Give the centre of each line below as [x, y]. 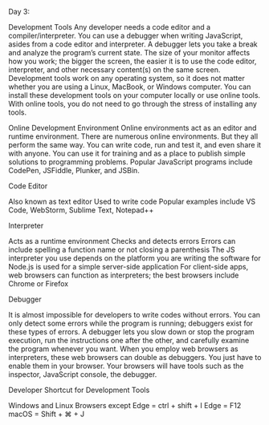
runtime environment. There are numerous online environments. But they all [133, 136]
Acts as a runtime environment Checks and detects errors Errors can [122, 241]
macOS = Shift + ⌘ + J [47, 414]
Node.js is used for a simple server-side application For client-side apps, [128, 267]
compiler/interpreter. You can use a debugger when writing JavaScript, [126, 36]
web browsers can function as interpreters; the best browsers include [124, 275]
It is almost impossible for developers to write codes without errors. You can [134, 315]
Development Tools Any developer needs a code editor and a [110, 27]
